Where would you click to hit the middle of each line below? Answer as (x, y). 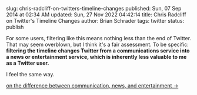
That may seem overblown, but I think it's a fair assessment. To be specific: (98, 44)
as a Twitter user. (28, 63)
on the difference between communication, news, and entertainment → (92, 86)
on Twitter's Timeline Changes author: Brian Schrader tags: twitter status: (95, 21)
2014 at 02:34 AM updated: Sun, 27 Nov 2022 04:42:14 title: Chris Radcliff (96, 15)
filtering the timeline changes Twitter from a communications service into (98, 51)
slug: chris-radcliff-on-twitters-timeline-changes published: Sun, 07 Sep (94, 8)
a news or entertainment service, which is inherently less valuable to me (96, 57)
